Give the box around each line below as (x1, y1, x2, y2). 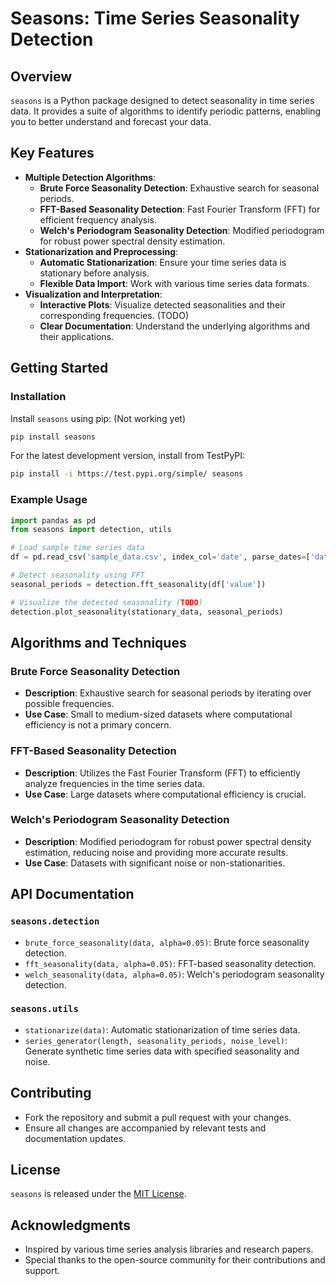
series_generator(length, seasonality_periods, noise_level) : (24, 1034, 288, 1046)
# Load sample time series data (10, 543, 145, 553)
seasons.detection (10, 916, 100, 927)
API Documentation (10, 886, 135, 903)
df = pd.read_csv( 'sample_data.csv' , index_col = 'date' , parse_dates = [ (10, 552, 311, 562)
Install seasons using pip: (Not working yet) (10, 412, 187, 424)
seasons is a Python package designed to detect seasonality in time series (10, 95, 315, 106)
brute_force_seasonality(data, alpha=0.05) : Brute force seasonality (24, 936, 310, 948)
